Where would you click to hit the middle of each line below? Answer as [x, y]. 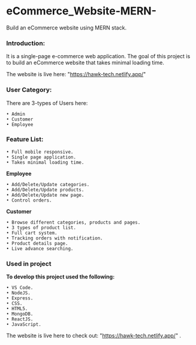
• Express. [20, 298]
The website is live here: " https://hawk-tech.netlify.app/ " [76, 74]
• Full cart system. [32, 233]
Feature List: [25, 139]
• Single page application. [41, 157]
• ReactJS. [20, 319]
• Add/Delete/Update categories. [48, 184]
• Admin [16, 114]
